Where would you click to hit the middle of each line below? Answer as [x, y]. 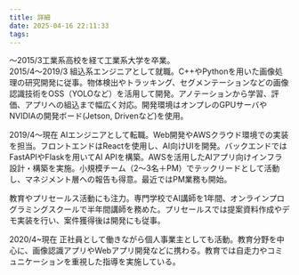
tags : [19, 34]
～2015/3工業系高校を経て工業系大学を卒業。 [92, 61]
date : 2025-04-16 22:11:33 [59, 26]
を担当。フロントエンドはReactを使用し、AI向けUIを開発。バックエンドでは [148, 146]
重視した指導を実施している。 [125, 262]
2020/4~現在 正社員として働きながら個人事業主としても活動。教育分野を [143, 239]
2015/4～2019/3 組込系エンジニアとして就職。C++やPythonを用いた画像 [142, 71]
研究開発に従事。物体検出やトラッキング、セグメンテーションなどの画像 [157, 83]
